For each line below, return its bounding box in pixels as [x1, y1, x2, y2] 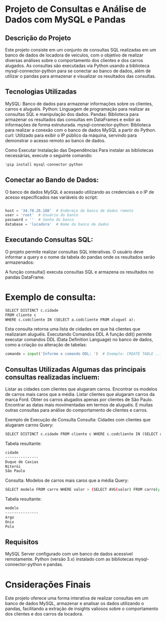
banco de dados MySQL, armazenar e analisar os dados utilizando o [5, 601, 144, 607]
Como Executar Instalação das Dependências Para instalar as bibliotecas [5, 147, 154, 153]
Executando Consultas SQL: [5, 235, 93, 244]
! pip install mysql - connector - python [5, 162, 83, 167]
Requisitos [5, 538, 39, 546]
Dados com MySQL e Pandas [5, 14, 126, 25]
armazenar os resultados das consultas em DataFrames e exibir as [5, 116, 141, 122]
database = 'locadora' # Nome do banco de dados [5, 222, 110, 227]
